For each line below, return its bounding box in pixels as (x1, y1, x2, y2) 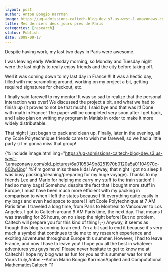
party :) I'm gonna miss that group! (5, 140, 76, 146)
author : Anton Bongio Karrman (5, 12, 68, 17)
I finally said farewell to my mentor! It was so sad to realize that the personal (5, 93, 161, 100)
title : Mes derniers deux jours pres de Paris (5, 21, 104, 26)
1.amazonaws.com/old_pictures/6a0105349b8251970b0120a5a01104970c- (5, 161, 160, 167)
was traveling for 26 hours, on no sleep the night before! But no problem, (5, 214, 155, 220)
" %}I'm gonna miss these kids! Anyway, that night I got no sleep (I (25, 166, 163, 172)
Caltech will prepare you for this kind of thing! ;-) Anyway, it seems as (5, 219, 149, 225)
